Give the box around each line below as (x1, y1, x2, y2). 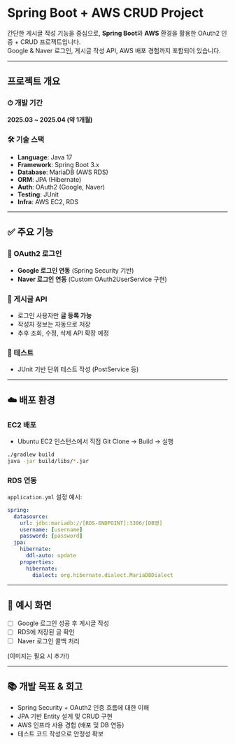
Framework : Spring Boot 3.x (17, 160, 100, 169)
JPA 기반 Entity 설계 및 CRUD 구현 (17, 712, 113, 721)
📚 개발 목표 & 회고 (7, 680, 83, 692)
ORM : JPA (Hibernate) (17, 175, 82, 183)
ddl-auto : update (25, 552, 77, 559)
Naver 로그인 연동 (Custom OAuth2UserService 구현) (17, 275, 168, 283)
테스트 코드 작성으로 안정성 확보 (17, 729, 104, 738)
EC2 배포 (7, 420, 37, 429)
